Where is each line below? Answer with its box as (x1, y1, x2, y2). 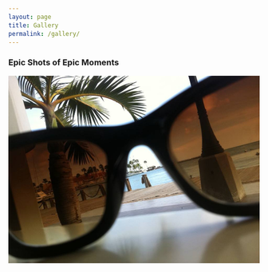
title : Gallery (8, 21, 59, 30)
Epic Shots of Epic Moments (8, 57, 120, 68)
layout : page (8, 13, 52, 21)
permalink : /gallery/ (8, 30, 81, 37)
